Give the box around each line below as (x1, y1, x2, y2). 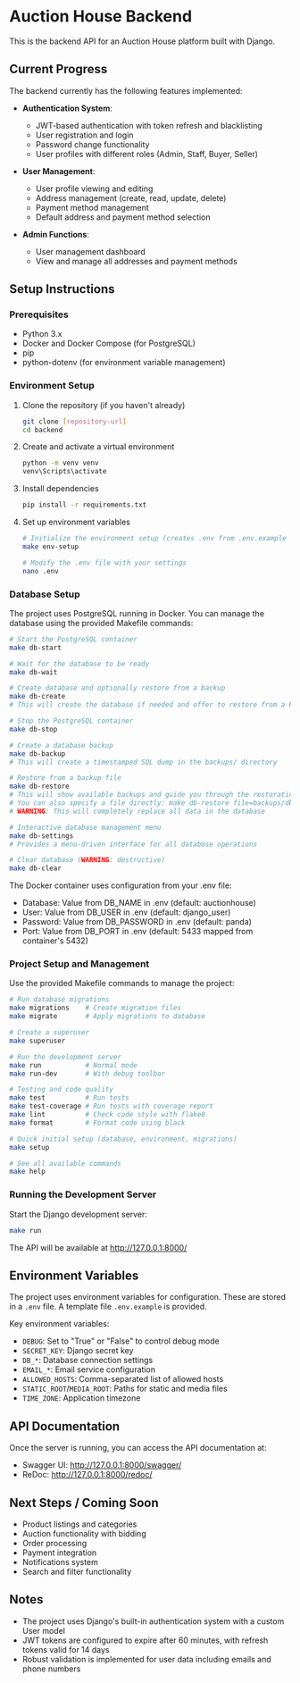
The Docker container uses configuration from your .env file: (9, 880, 232, 891)
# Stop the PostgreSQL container (9, 716, 134, 725)
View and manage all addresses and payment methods (35, 255, 238, 266)
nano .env (21, 566, 60, 575)
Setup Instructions (9, 281, 115, 297)
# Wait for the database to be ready (9, 659, 150, 668)
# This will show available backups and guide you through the (9, 791, 250, 800)
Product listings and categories (21, 1519, 137, 1529)
